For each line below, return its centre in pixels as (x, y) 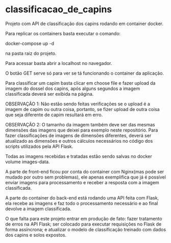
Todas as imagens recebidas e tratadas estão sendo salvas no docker (79, 156)
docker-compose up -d (30, 43)
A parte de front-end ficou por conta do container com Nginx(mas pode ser (85, 171)
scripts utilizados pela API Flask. (39, 146)
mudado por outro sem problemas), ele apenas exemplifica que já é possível (86, 177)
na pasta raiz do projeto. (31, 53)
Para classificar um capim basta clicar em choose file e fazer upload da (80, 83)
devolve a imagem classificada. (38, 209)
